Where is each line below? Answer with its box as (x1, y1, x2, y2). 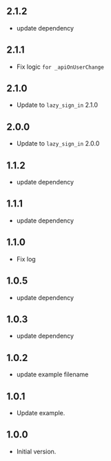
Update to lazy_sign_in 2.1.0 (16, 101, 98, 110)
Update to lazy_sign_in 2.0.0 (16, 139, 100, 148)
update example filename (16, 370, 89, 379)
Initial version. (16, 447, 57, 455)
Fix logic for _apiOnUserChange (16, 62, 104, 71)
